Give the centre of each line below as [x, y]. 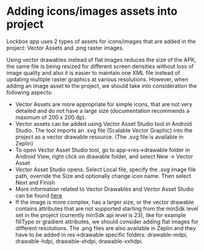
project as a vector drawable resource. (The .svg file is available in [99, 137]
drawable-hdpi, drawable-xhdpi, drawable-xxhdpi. [79, 241]
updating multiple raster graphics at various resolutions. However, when [97, 79]
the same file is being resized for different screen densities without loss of [100, 66]
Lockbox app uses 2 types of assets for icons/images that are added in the [101, 41]
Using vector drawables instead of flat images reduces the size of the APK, [101, 60]
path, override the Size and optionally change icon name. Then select [103, 176]
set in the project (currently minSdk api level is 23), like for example [100, 215]
